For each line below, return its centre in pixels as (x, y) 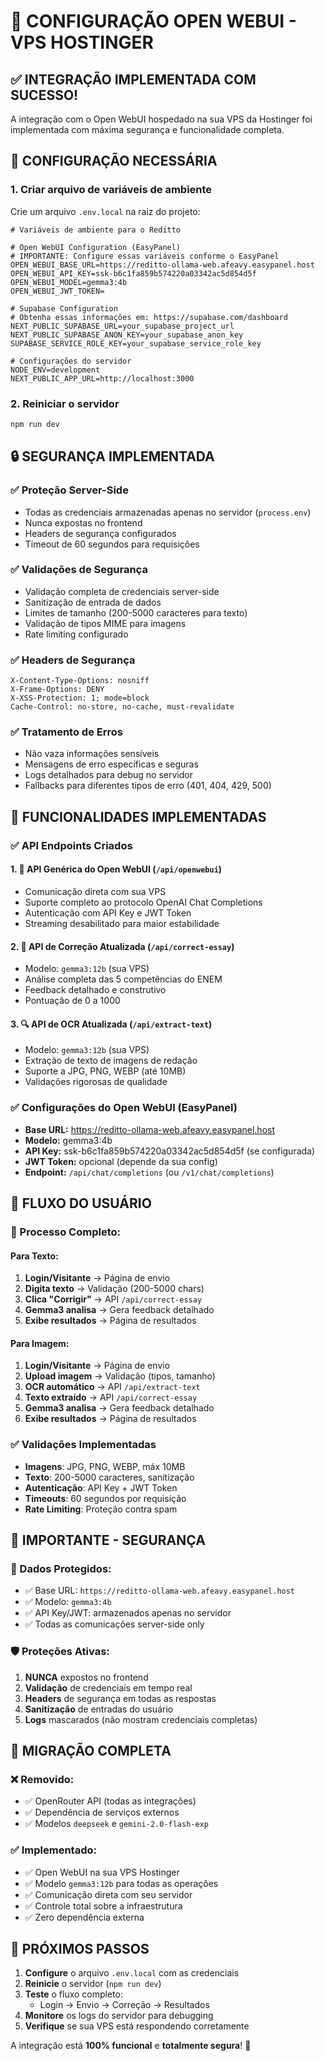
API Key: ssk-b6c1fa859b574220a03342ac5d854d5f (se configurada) (170, 1151)
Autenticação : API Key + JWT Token (101, 1487)
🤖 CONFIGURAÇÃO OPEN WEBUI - (153, 21)
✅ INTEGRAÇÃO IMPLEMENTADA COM (133, 79)
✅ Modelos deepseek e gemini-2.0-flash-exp (116, 1824)
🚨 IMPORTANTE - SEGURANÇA (108, 1540)
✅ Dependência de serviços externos (102, 1812)
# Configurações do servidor (71, 361)
